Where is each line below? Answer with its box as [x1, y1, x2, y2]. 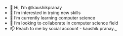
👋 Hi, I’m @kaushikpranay [9, 5, 62, 10]
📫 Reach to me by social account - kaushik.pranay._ [9, 26, 117, 31]
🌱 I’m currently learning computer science [9, 15, 95, 20]
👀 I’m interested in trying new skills [9, 10, 81, 16]
